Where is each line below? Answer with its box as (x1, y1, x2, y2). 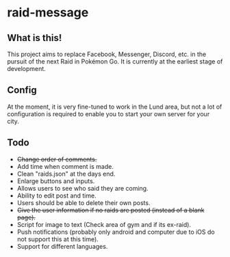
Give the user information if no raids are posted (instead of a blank (16, 206, 205, 214)
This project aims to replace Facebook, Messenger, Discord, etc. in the (7, 50, 207, 58)
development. (7, 65, 46, 72)
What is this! (7, 32, 62, 44)
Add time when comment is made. (16, 162, 114, 170)
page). (16, 213, 36, 221)
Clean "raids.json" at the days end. (16, 170, 116, 178)
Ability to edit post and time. (16, 191, 97, 200)
